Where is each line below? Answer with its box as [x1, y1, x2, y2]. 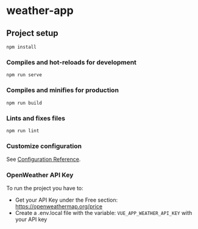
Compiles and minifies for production [6, 86, 119, 94]
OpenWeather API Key [6, 171, 74, 180]
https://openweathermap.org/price [15, 203, 102, 210]
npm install [6, 44, 37, 50]
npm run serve [6, 72, 43, 78]
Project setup [6, 28, 59, 38]
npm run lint [6, 127, 40, 134]
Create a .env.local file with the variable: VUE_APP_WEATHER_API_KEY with [15, 210, 193, 217]
